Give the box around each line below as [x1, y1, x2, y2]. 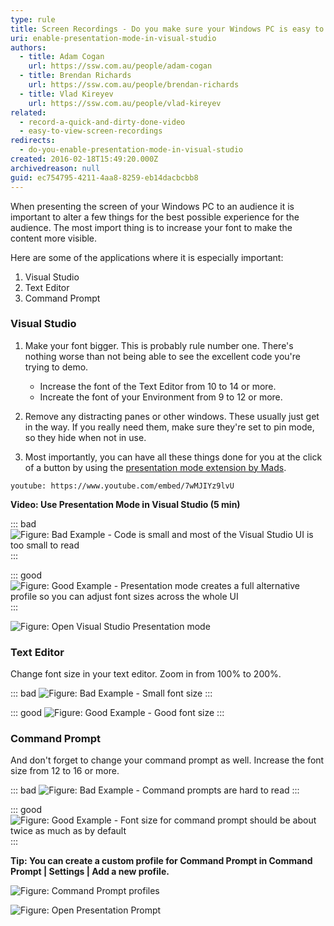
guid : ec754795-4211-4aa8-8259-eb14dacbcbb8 [10, 172, 199, 183]
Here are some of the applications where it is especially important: [10, 251, 284, 263]
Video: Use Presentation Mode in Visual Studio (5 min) [10, 498, 241, 510]
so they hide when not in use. [24, 431, 147, 443]
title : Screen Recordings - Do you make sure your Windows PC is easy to [10, 24, 325, 34]
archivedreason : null [10, 163, 101, 173]
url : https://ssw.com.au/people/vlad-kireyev [28, 98, 222, 108]
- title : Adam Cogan [19, 52, 105, 62]
